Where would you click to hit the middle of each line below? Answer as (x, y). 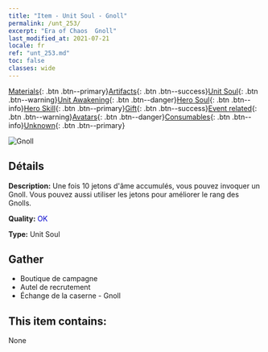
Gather (26, 259)
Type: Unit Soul (34, 234)
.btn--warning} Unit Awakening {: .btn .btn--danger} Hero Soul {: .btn (119, 99)
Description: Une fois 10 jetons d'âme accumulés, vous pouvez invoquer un (134, 185)
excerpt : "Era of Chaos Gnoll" (62, 31)
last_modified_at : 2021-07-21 (59, 38)
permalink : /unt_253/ (45, 23)
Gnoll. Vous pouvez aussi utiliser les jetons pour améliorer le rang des (124, 194)
